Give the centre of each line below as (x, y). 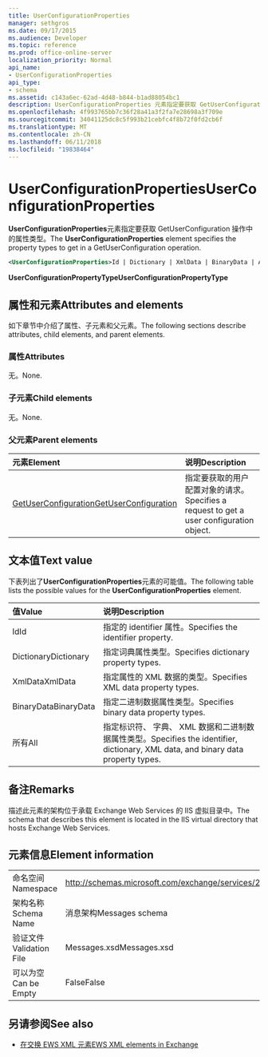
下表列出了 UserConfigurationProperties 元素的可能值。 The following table (131, 581)
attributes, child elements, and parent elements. (87, 335)
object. (198, 530)
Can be (26, 984)
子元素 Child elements (51, 398)
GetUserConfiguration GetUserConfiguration (95, 503)
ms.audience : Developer (48, 38)
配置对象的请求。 (217, 489)
